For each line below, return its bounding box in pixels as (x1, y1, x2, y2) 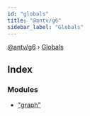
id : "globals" (7, 10, 50, 18)
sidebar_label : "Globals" (7, 23, 84, 30)
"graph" (17, 100, 41, 110)
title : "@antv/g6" (7, 17, 62, 24)
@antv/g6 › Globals (7, 43, 64, 52)
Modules (7, 84, 39, 94)
